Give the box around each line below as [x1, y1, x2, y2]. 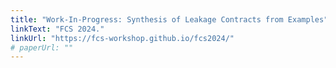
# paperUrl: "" [10, 42, 74, 53]
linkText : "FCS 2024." [10, 24, 105, 34]
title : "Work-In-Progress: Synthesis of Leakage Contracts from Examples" [10, 14, 329, 25]
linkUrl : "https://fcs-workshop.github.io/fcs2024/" [10, 33, 235, 43]
